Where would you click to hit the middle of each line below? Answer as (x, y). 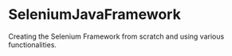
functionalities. (33, 44)
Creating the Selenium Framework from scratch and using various (116, 36)
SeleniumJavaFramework (94, 15)
